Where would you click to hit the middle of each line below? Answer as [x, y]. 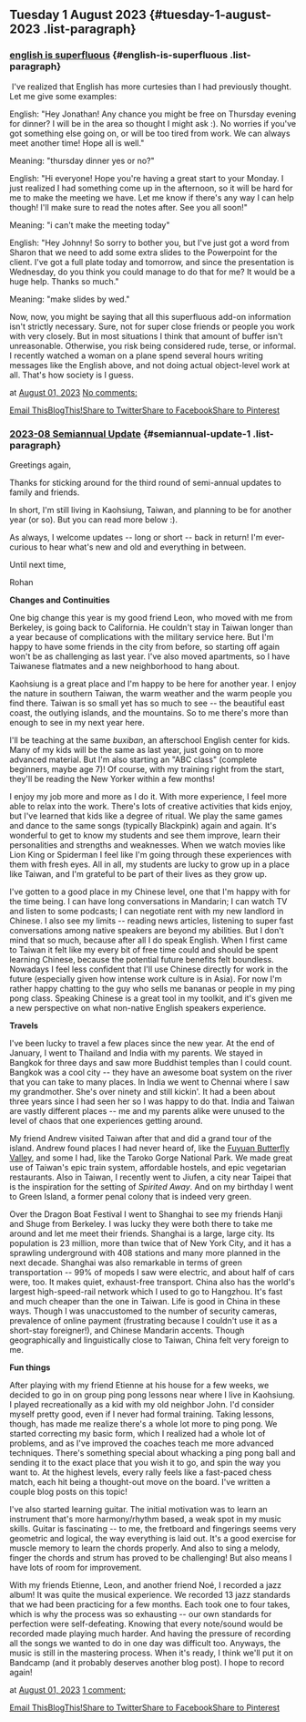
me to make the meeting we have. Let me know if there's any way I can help [152, 197]
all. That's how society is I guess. [71, 375]
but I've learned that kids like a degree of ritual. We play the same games [146, 816]
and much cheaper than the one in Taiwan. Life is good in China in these [145, 1301]
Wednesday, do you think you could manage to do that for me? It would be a [153, 272]
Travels [24, 1026]
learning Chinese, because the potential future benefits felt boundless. [142, 959]
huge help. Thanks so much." [65, 281]
